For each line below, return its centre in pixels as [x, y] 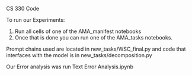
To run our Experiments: [36, 20]
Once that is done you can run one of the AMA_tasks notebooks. [94, 37]
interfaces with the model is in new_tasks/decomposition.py [79, 55]
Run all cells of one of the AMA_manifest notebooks [78, 31]
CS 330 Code [23, 9]
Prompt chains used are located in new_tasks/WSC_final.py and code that [96, 49]
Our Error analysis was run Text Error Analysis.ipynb [70, 67]
